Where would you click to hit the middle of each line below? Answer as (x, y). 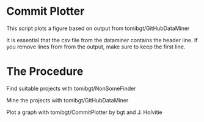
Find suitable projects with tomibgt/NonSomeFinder (71, 88)
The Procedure (45, 71)
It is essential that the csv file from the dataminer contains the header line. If (102, 40)
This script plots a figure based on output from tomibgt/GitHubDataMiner (98, 28)
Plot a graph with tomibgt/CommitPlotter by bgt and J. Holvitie (85, 112)
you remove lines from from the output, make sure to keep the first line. (96, 47)
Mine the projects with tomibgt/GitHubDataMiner (67, 100)
